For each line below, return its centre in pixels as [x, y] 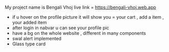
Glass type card [29, 44]
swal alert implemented [37, 38]
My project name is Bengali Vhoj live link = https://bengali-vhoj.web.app [80, 7]
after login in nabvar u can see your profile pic [61, 28]
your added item [29, 22]
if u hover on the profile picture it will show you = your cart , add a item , [88, 17]
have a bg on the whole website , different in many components [79, 33]
